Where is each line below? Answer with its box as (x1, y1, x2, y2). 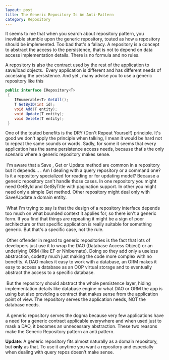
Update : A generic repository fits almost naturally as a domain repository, (5, 338, 158, 344)
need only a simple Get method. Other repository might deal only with (5, 189, 150, 195)
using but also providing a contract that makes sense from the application (5, 291, 158, 297)
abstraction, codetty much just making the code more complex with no (5, 253, 152, 259)
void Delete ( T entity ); (14, 116, 65, 121)
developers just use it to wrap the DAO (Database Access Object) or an (5, 243, 153, 249)
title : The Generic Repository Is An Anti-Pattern (5, 12, 114, 17)
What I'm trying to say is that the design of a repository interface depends (6, 205, 160, 211)
